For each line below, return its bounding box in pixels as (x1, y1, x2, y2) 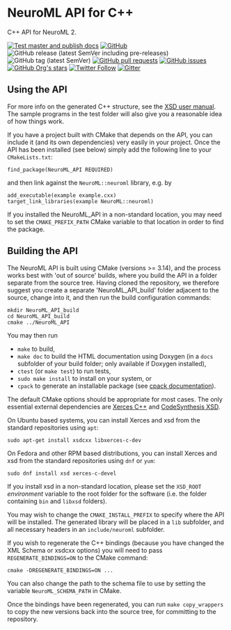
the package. (7, 225, 45, 233)
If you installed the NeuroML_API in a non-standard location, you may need (7, 210, 223, 219)
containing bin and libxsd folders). (7, 496, 108, 505)
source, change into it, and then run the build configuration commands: (7, 293, 212, 301)
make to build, (17, 345, 56, 353)
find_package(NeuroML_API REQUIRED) (7, 166, 113, 173)
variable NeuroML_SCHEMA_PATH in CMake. (7, 586, 122, 594)
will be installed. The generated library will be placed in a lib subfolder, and (7, 517, 225, 526)
